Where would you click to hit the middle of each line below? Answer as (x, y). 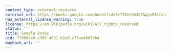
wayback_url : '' (23, 43)
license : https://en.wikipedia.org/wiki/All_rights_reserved (72, 24)
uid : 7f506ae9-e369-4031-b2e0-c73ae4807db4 (52, 38)
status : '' (17, 29)
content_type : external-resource (41, 10)
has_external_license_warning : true (44, 19)
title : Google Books (27, 33)
